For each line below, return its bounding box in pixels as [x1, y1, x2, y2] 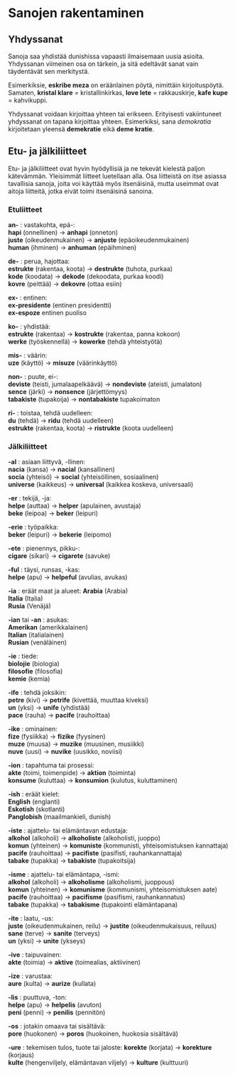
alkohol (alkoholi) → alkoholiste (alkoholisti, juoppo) [8, 834, 161, 843]
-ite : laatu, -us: [8, 914, 54, 923]
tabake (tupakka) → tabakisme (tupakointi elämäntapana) [8, 900, 178, 909]
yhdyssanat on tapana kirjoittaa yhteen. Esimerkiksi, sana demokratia [8, 117, 212, 126]
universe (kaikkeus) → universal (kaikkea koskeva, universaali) [8, 481, 194, 489]
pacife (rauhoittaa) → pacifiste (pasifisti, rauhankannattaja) [8, 849, 182, 857]
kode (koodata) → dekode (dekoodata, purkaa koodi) [8, 272, 164, 281]
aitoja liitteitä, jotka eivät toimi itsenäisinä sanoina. [8, 187, 154, 195]
